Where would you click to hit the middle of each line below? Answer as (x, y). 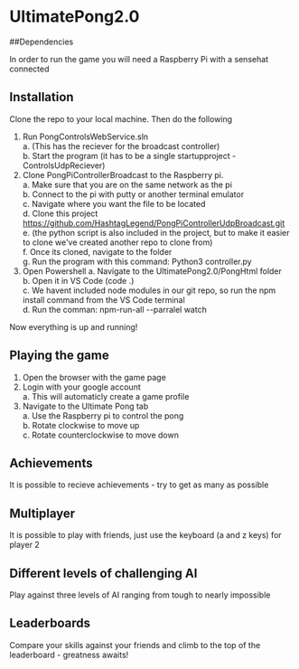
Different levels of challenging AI (103, 573)
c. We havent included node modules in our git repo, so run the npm (149, 290)
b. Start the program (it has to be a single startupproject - (129, 155)
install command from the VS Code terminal (103, 299)
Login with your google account (82, 387)
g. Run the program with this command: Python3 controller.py (137, 261)
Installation (42, 97)
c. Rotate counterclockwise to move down (100, 435)
